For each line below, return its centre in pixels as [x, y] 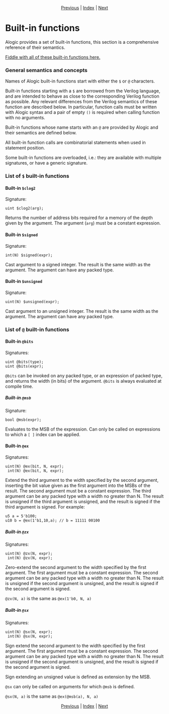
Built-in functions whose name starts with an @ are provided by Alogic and [82, 127]
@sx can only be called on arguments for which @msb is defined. [70, 687]
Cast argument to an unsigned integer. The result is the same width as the [82, 311]
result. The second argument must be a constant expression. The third [78, 491]
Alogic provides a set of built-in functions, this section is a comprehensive [82, 42]
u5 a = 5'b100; [21, 516]
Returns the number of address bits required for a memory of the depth [79, 218]
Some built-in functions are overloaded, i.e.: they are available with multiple [83, 158]
